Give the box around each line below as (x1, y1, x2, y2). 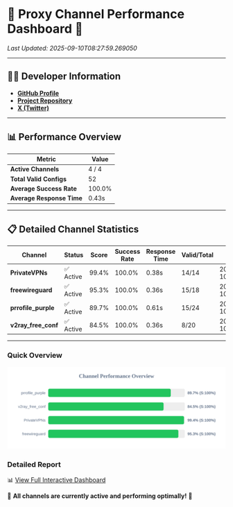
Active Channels (10, 165, 60, 173)
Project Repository (17, 96, 73, 105)
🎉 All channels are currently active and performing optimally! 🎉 (7, 492, 193, 500)
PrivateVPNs (10, 268, 48, 277)
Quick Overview (7, 350, 62, 360)
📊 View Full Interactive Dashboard (7, 475, 106, 484)
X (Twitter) (17, 103, 50, 112)
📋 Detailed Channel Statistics (7, 223, 139, 235)
